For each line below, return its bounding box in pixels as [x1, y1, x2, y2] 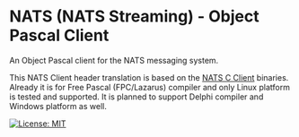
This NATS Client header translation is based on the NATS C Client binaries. [9, 72, 289, 82]
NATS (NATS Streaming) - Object [9, 6, 259, 27]
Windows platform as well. [9, 100, 108, 111]
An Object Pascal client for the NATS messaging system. [9, 55, 219, 65]
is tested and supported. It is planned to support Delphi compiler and [9, 91, 264, 102]
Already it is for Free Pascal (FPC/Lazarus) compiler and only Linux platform [9, 81, 290, 92]
